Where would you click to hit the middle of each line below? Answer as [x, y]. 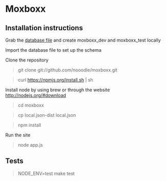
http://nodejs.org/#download [36, 95]
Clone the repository [27, 60]
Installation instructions [44, 28]
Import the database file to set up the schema [53, 50]
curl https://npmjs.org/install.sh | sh [55, 80]
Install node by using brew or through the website [58, 90]
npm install [29, 125]
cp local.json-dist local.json [47, 115]
